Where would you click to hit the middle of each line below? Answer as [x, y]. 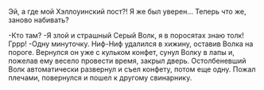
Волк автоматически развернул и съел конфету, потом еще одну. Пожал [132, 69]
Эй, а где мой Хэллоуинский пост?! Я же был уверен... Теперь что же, [127, 12]
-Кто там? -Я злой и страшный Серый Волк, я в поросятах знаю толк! [126, 35]
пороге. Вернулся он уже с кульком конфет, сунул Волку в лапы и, [121, 52]
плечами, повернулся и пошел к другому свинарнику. [100, 78]
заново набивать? [39, 20]
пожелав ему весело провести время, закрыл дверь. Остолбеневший [127, 61]
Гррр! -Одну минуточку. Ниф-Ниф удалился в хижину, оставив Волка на [131, 44]
